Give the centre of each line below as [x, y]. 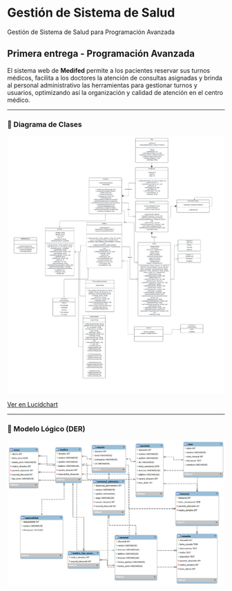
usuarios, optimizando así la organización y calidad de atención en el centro [115, 92]
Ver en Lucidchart [33, 405]
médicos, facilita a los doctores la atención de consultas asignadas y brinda [115, 78]
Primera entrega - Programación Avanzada [101, 54]
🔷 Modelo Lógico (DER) [46, 429]
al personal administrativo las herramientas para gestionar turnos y [103, 85]
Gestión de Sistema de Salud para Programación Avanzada [91, 32]
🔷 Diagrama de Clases [45, 124]
